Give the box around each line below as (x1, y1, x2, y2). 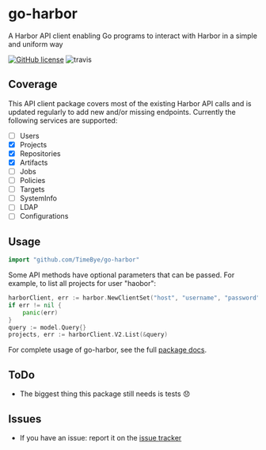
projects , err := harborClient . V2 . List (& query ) (8, 330, 169, 339)
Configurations (19, 212, 69, 221)
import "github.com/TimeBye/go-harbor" (8, 256, 140, 264)
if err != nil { (8, 301, 62, 309)
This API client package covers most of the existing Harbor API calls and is (8, 98, 252, 108)
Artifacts (19, 158, 48, 167)
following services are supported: (8, 116, 118, 125)
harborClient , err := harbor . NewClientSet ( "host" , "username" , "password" (8, 294, 260, 302)
